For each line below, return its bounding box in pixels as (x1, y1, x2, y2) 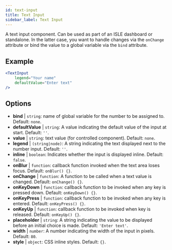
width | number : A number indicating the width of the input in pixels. (12, 227, 155, 234)
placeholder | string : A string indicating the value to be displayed (12, 217, 152, 223)
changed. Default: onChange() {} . (12, 178, 84, 185)
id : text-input (5, 7, 38, 13)
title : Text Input (5, 12, 45, 17)
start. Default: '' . (12, 129, 49, 135)
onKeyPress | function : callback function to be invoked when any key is (12, 195, 166, 201)
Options (5, 99, 32, 108)
